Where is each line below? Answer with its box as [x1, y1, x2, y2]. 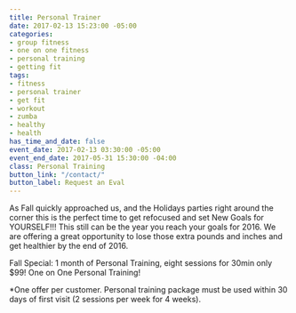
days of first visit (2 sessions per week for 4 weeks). [9, 294, 202, 305]
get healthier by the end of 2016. [9, 241, 129, 252]
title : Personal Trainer [9, 12, 101, 22]
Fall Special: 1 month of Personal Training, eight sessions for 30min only [9, 258, 273, 269]
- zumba [9, 112, 38, 121]
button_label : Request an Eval [9, 179, 125, 188]
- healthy [9, 121, 46, 130]
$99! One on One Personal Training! [9, 268, 140, 278]
